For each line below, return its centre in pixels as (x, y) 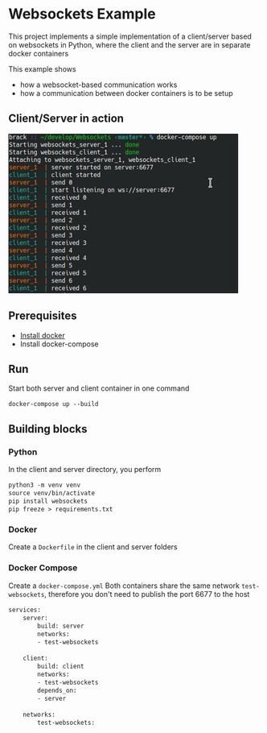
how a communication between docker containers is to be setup (126, 93)
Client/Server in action (66, 119)
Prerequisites (43, 316)
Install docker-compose (59, 344)
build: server (61, 626)
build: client (61, 666)
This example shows (42, 68)
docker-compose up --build (53, 404)
